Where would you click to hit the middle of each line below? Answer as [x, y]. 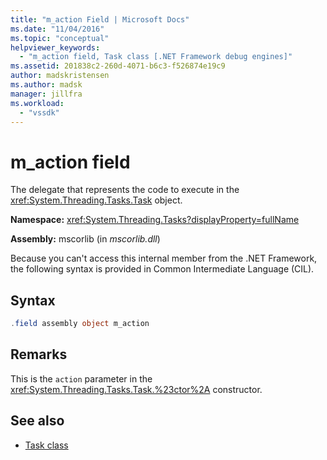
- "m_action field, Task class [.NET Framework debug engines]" [156, 57]
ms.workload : [37, 103]
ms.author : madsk [46, 85]
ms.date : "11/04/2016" [57, 29]
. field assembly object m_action [80, 324]
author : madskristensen [60, 76]
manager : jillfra [46, 94]
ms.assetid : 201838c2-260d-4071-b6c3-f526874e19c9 [118, 66]
